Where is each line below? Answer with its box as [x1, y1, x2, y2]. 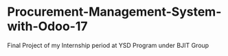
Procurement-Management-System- [7, 4, 222, 20]
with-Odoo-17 [7, 18, 88, 34]
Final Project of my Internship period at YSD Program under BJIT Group [7, 41, 209, 49]
